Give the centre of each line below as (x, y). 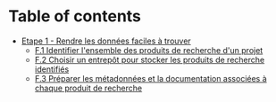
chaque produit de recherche (88, 88)
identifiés (52, 69)
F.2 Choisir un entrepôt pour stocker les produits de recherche (150, 59)
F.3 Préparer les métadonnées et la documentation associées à (151, 78)
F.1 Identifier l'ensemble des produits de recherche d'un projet (149, 50)
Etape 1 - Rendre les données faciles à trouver (106, 41)
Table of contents (75, 16)
